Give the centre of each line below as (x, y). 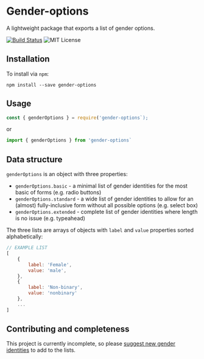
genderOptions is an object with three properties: (67, 174)
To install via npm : (28, 74)
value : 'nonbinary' (53, 293)
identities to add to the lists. (41, 350)
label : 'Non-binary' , (56, 288)
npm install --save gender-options (51, 85)
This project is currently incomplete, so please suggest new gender (91, 344)
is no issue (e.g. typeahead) (50, 218)
